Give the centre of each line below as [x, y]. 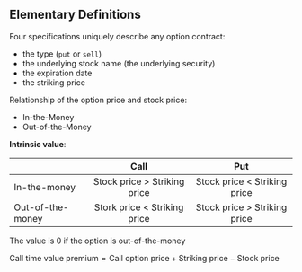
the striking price [53, 82]
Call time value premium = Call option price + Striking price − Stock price [145, 258]
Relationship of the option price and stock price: [98, 100]
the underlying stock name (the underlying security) [119, 63]
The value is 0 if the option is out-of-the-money [98, 241]
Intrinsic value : [38, 144]
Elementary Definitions [75, 15]
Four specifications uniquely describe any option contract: [117, 36]
